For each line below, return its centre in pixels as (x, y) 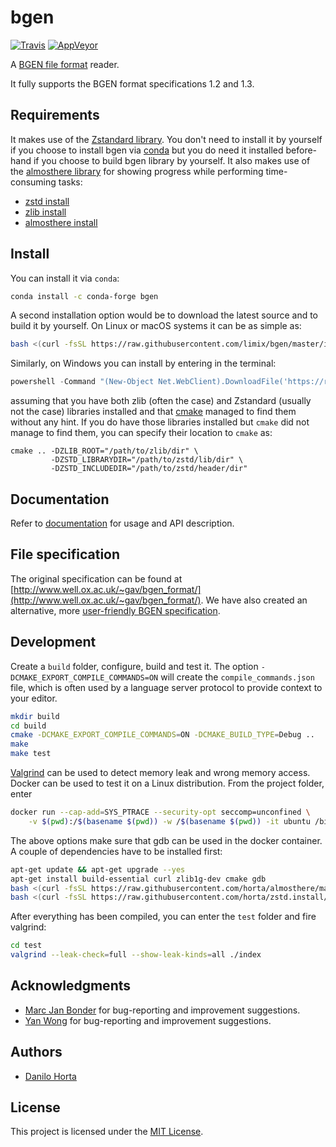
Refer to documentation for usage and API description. (122, 523)
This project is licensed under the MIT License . (107, 1132)
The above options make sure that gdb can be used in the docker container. (166, 840)
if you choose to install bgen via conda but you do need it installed (147, 150)
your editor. (34, 698)
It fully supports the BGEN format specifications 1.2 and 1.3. (132, 83)
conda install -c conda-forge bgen (84, 296)
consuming (33, 182)
